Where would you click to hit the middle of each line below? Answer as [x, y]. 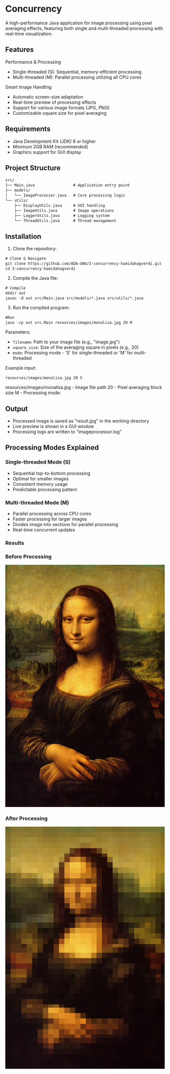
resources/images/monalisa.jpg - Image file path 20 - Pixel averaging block [84, 387]
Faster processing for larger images [50, 519]
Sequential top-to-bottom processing [51, 473]
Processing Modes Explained [52, 448]
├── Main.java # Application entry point [68, 185]
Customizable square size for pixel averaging [60, 113]
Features [19, 50]
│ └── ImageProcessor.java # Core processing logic [65, 196]
